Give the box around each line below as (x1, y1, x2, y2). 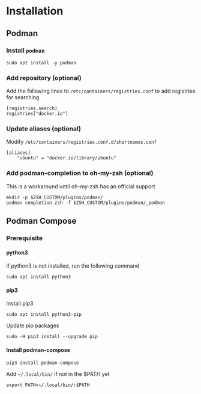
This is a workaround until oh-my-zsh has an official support (6, 182, 155, 190)
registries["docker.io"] (6, 111, 68, 117)
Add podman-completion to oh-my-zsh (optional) (6, 169, 154, 177)
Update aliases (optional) (6, 125, 81, 133)
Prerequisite (6, 234, 43, 242)
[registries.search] (6, 105, 58, 112)
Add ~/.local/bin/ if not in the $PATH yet (6, 370, 110, 377)
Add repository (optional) (6, 73, 82, 82)
